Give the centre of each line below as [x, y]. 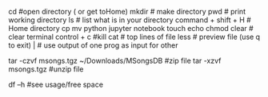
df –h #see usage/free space [56, 84]
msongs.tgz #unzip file [46, 69]
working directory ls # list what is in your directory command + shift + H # [130, 20]
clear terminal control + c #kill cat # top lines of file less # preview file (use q [134, 37]
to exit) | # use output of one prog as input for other [93, 45]
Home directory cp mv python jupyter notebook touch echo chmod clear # [131, 28]
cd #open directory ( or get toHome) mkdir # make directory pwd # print [127, 12]
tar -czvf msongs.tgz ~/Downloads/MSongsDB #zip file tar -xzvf [115, 60]
